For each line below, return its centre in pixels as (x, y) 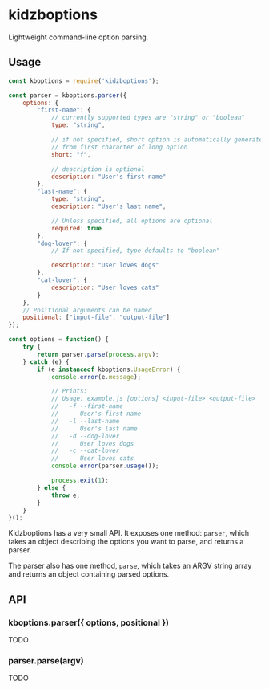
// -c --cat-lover (85, 451)
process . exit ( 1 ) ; (80, 480)
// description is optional (98, 169)
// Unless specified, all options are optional (132, 221)
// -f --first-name (87, 406)
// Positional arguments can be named (87, 310)
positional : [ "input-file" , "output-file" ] (96, 318)
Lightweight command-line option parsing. (78, 37)
